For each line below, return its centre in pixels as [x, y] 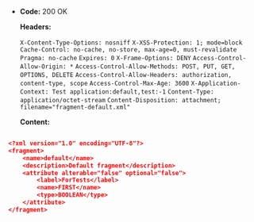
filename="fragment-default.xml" [75, 107]
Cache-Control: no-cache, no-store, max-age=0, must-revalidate [128, 50]
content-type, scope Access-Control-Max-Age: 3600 [104, 83]
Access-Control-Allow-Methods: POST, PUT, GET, [155, 67]
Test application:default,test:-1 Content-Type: [133, 92]
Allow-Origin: [43, 67]
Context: [34, 92]
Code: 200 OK [43, 11]
